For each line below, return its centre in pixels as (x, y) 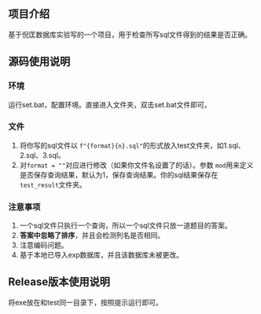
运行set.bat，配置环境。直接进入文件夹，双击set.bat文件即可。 (110, 104)
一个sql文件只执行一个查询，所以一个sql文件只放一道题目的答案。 (125, 225)
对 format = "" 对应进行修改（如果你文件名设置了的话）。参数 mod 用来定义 (136, 165)
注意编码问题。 (44, 245)
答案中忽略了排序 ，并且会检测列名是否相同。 (92, 235)
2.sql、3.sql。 (42, 155)
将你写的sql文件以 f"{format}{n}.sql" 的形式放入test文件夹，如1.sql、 (132, 145)
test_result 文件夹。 (53, 184)
